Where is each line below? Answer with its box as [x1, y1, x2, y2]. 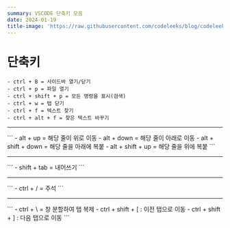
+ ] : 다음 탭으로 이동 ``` [7, 214, 70, 222]
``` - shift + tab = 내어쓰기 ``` [7, 163, 85, 171]
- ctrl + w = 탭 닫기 [7, 100, 65, 107]
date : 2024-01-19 [7, 16, 57, 23]
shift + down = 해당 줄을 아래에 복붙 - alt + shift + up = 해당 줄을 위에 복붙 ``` [7, 143, 216, 151]
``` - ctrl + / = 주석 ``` [7, 184, 64, 193]
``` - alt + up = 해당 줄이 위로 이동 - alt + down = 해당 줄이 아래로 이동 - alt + [7, 134, 214, 142]
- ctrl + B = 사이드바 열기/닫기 [7, 79, 91, 85]
